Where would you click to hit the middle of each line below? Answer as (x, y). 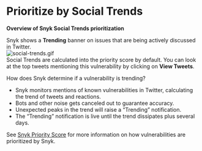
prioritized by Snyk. (31, 141)
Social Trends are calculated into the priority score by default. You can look (101, 60)
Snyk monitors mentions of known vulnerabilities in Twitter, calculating (104, 90)
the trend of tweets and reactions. (58, 96)
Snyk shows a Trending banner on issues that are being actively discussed (101, 40)
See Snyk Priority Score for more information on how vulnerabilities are (96, 134)
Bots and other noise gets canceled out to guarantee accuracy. (95, 103)
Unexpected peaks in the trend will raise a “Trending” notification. (98, 109)
